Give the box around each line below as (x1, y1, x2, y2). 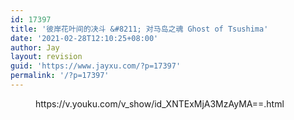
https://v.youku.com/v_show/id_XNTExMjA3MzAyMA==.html (35, 97, 285, 110)
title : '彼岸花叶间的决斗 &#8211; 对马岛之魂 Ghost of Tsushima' (10, 24, 269, 34)
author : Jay (10, 42, 60, 53)
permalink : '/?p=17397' (10, 71, 110, 81)
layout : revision (10, 52, 83, 62)
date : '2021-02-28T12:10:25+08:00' (10, 33, 159, 43)
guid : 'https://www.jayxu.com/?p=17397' (10, 61, 182, 71)
